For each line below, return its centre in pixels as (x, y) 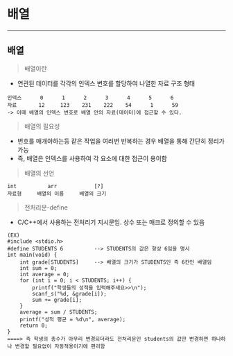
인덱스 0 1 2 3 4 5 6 (90, 98)
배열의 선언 (39, 173)
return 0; (34, 325)
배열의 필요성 (42, 126)
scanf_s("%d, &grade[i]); (70, 294)
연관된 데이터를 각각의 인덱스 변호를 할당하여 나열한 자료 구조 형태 (106, 83)
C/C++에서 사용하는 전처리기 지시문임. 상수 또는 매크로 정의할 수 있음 (111, 222)
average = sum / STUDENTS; (59, 312)
